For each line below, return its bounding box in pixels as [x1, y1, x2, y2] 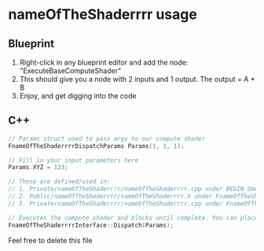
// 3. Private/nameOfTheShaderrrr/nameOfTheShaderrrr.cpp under [8, 199, 223, 208]
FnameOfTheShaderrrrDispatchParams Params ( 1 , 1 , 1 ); [8, 142, 185, 150]
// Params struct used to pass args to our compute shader [8, 135, 206, 142]
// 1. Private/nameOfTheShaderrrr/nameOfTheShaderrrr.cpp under [8, 185, 223, 194]
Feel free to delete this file [8, 235, 93, 245]
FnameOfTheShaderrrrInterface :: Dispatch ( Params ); [8, 221, 174, 229]
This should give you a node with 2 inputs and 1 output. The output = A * [19, 75, 255, 83]
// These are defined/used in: [8, 178, 111, 186]
